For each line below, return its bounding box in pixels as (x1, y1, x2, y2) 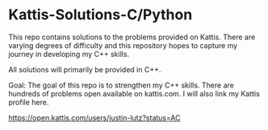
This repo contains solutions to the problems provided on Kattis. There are (8, 32, 256, 42)
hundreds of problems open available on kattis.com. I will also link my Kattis (8, 88, 260, 98)
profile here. (8, 97, 49, 107)
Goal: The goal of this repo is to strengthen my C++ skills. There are (8, 80, 234, 90)
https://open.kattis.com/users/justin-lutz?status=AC (8, 112, 181, 122)
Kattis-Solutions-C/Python (8, 6, 193, 24)
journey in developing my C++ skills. (8, 49, 130, 59)
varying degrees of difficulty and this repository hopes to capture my (8, 40, 238, 50)
